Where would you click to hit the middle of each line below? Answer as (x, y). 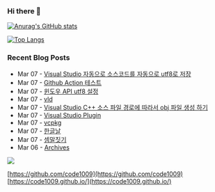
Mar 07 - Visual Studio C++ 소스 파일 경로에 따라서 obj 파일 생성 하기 (113, 107)
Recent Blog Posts (39, 58)
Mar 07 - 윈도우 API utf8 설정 (58, 91)
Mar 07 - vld (35, 99)
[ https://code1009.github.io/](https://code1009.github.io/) (89, 181)
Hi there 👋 (24, 11)
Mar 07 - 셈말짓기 (42, 139)
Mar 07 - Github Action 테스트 (59, 82)
